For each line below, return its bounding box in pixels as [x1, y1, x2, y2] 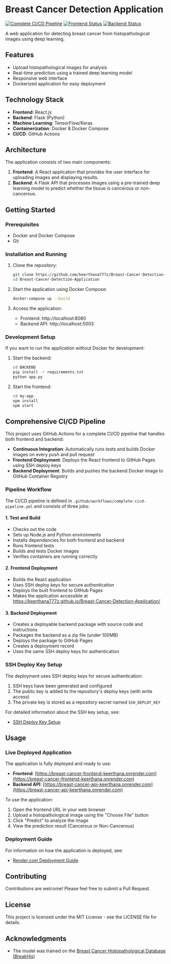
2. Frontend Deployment [5, 565, 58, 571]
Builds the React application [12, 576, 71, 582]
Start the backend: [12, 355, 52, 361]
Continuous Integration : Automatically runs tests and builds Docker [12, 446, 155, 452]
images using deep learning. [5, 36, 65, 42]
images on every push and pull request [12, 452, 95, 458]
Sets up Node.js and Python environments [12, 531, 101, 537]
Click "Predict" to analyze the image [12, 817, 89, 824]
